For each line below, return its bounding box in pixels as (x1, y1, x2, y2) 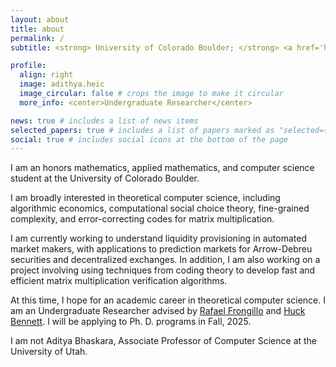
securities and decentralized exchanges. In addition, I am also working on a (10, 254, 321, 266)
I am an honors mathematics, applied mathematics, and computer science (10, 162, 315, 174)
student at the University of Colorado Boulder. (10, 172, 200, 185)
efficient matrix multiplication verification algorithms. (10, 275, 228, 287)
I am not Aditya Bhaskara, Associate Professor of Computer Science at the (10, 335, 318, 347)
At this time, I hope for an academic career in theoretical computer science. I (10, 294, 327, 306)
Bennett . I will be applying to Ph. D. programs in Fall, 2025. (10, 316, 252, 328)
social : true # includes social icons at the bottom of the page (10, 134, 288, 145)
